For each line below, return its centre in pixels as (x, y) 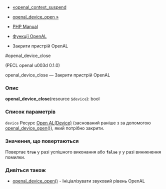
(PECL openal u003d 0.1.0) (32, 65)
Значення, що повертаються (42, 141)
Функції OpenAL (29, 36)
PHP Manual (25, 26)
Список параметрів (30, 112)
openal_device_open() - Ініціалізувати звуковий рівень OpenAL (78, 181)
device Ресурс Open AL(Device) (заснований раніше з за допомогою (78, 122)
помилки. (15, 157)
